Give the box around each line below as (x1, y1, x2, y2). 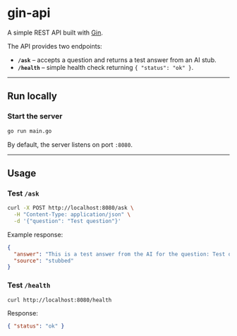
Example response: (7, 230, 63, 239)
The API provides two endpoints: (7, 42, 102, 50)
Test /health (7, 280, 51, 290)
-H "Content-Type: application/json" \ (13, 211, 131, 218)
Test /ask (7, 188, 39, 198)
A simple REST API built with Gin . (7, 28, 104, 37)
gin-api (7, 5, 51, 21)
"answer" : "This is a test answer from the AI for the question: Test (13, 251, 226, 258)
